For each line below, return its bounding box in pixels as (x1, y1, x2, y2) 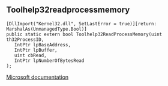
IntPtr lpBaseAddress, (14, 41, 71, 48)
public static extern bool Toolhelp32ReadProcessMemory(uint (6, 31, 163, 37)
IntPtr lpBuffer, (14, 47, 58, 53)
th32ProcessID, (6, 36, 44, 43)
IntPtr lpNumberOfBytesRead (14, 57, 85, 64)
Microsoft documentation (6, 73, 69, 81)
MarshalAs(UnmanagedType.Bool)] (6, 26, 87, 32)
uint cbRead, (14, 52, 47, 58)
